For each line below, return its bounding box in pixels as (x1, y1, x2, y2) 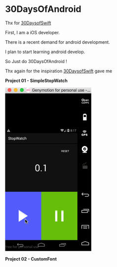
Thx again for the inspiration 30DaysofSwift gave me (5, 68, 113, 74)
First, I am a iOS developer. (5, 29, 60, 35)
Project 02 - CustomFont (5, 256, 57, 262)
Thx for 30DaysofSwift (5, 20, 51, 26)
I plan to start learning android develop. (5, 49, 85, 55)
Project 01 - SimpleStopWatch (5, 77, 68, 83)
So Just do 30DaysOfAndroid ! (5, 58, 68, 64)
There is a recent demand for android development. (5, 39, 110, 45)
